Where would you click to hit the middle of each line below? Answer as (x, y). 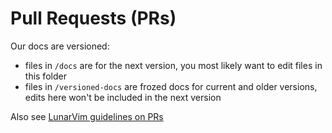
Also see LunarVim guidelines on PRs (87, 116)
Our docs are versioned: (60, 46)
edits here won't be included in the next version (123, 97)
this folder (45, 76)
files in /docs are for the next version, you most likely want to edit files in (173, 65)
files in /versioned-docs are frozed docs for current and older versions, (171, 86)
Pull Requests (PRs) (93, 18)
